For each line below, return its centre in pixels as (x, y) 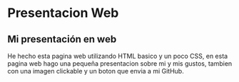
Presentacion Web (63, 13)
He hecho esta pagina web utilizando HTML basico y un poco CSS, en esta (118, 56)
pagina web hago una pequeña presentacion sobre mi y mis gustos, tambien (120, 64)
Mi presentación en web (62, 39)
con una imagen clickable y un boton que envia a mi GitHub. (96, 71)
